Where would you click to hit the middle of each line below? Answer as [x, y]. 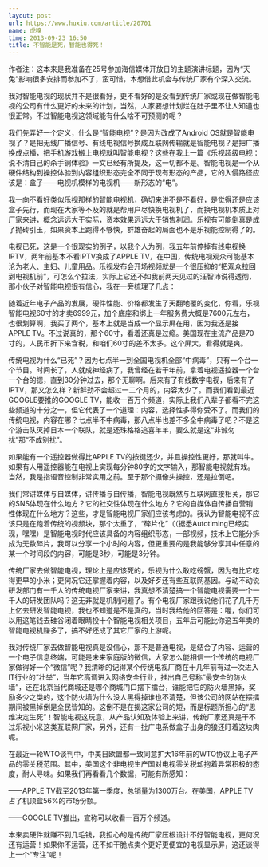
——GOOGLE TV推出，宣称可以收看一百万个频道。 [92, 818]
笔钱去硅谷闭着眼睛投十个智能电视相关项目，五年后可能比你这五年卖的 [144, 621]
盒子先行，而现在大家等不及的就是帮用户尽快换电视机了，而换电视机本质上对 [134, 210]
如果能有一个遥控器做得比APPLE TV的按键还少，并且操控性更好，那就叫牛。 [133, 457]
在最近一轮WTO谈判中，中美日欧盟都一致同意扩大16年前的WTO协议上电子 [130, 754]
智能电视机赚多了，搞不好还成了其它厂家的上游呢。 [92, 630]
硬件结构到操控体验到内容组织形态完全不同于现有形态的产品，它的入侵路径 [130, 173]
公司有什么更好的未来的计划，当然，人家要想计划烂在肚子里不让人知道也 [141, 106]
